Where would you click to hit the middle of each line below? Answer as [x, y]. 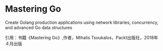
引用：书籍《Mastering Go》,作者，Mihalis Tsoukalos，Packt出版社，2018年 [81, 37]
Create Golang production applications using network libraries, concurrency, [82, 22]
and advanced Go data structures [39, 27]
